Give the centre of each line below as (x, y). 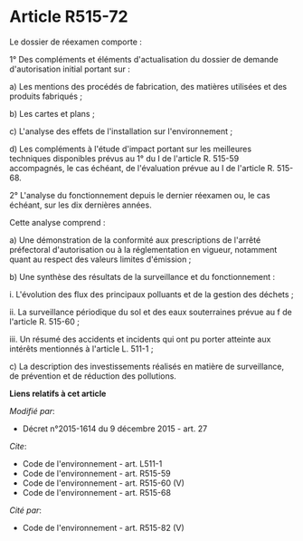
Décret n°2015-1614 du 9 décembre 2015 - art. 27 (115, 429)
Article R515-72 (69, 17)
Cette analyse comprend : (57, 222)
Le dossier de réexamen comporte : (76, 42)
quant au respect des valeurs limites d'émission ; (100, 259)
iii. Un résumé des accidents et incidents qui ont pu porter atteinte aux (140, 339)
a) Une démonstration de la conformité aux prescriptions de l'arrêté (135, 240)
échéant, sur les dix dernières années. (80, 205)
